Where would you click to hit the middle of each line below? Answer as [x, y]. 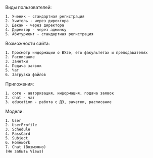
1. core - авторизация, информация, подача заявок [60, 93]
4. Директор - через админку [36, 30]
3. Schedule [18, 129]
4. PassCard [18, 134]
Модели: [14, 111]
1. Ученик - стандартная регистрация [45, 17]
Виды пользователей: [29, 7]
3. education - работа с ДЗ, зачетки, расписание [59, 102]
